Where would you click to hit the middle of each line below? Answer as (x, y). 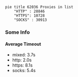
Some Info (18, 32)
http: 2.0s (22, 60)
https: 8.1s (22, 65)
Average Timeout (23, 44)
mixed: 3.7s (24, 55)
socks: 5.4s (24, 71)
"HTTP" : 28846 (29, 11)
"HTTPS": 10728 (29, 16)
